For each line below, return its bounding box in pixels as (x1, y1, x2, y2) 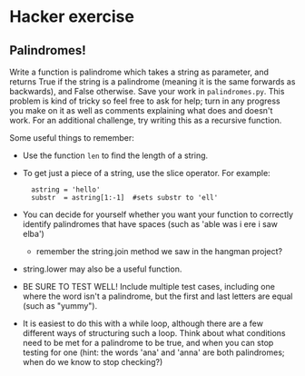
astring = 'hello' (31, 185, 101, 194)
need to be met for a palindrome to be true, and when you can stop (22, 338, 274, 348)
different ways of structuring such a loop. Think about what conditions (22, 328, 286, 338)
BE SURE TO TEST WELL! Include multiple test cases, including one (22, 282, 275, 292)
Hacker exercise (9, 6, 134, 27)
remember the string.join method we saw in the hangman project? (35, 246, 283, 256)
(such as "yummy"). (22, 301, 98, 311)
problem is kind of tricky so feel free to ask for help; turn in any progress (9, 95, 280, 106)
